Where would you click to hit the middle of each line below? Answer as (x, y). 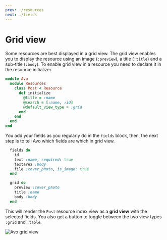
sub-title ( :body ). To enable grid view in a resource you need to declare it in (83, 64)
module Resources (28, 84)
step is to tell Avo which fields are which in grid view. (60, 141)
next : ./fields (21, 15)
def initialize (35, 93)
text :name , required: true (44, 160)
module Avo (17, 79)
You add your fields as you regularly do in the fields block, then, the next (82, 136)
